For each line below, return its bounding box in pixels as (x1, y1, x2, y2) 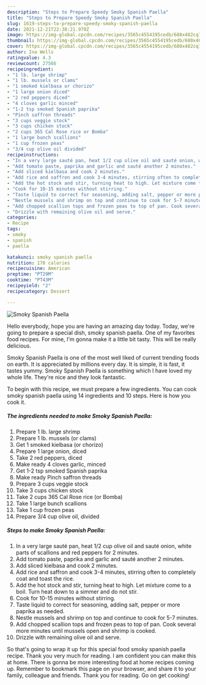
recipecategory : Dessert (7, 288, 70, 295)
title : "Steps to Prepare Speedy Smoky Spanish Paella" (7, 15, 152, 21)
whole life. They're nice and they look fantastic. (7, 373, 127, 381)
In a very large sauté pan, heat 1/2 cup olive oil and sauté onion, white (15, 542, 192, 549)
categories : (7, 214, 37, 221)
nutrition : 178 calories (7, 260, 70, 266)
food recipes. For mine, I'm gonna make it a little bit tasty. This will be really (7, 335, 196, 342)
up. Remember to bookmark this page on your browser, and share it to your (7, 665, 197, 672)
